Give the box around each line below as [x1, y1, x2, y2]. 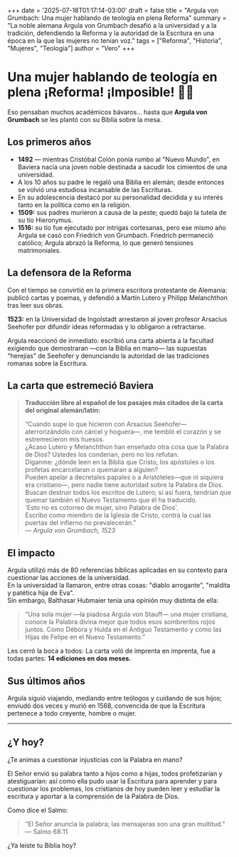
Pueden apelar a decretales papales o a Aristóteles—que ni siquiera [24, 473, 224, 481]
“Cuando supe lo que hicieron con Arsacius [24, 420, 153, 428]
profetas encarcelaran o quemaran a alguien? [24, 466, 159, 474]
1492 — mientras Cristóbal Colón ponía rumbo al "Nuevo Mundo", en [17, 155, 221, 164]
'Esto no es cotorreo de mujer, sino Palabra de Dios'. [24, 503, 179, 512]
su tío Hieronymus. [17, 216, 73, 224]
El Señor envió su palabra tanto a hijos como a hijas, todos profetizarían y [7, 769, 223, 778]
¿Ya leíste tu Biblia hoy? [7, 841, 77, 849]
